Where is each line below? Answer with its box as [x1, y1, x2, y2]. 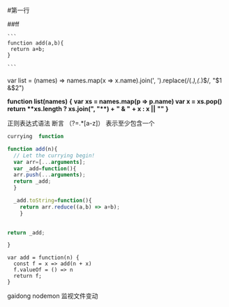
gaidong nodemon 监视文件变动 [7, 292, 98, 300]
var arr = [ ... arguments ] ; [13, 158, 86, 165]
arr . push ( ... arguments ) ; [13, 172, 86, 179]
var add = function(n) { [7, 254, 80, 262]
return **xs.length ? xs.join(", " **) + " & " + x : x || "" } [7, 105, 169, 113]
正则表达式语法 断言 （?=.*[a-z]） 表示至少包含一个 [7, 119, 155, 127]
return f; [13, 273, 42, 280]
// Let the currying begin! [13, 152, 96, 159]
